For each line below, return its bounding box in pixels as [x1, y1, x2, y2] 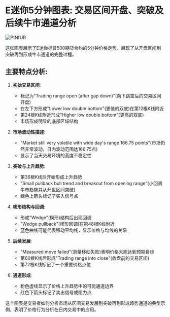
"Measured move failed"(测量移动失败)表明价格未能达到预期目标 [20, 249, 155, 255]
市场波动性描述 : [12, 129, 46, 135]
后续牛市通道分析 [5, 17, 77, 29]
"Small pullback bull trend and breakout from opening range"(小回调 [20, 180, 162, 186]
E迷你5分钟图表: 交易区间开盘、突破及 [5, 5, 164, 16]
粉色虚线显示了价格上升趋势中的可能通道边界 [20, 283, 114, 289]
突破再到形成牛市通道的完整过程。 [5, 51, 77, 57]
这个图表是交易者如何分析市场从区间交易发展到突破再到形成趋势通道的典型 [5, 300, 161, 306]
